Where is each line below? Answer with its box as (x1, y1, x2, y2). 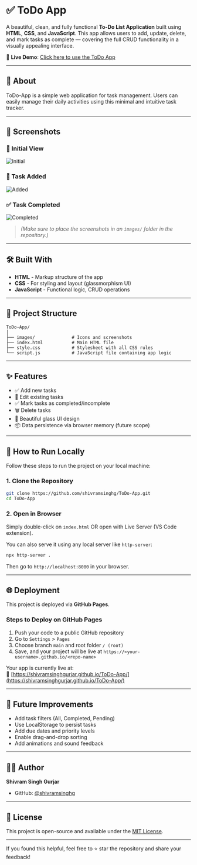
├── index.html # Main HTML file (6, 340, 114, 345)
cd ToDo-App (6, 495, 35, 502)
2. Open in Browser (6, 510, 62, 518)
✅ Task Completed (6, 201, 60, 209)
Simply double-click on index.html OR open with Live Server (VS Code (6, 523, 177, 530)
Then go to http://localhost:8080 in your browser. (6, 563, 130, 570)
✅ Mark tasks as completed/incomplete (14, 400, 110, 407)
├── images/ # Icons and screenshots (6, 334, 133, 340)
